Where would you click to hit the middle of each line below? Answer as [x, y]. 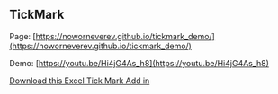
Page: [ [22, 36]
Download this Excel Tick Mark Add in [80, 81]
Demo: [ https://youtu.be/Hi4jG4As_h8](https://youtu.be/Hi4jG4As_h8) [139, 63]
